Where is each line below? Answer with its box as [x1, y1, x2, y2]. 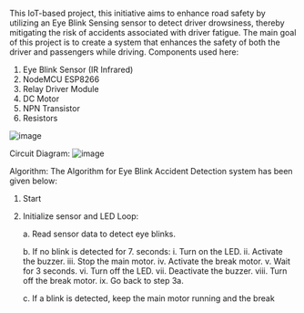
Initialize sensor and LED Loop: [22, 211, 139, 222]
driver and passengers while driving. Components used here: [9, 47, 239, 57]
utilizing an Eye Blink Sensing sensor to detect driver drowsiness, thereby [9, 17, 285, 28]
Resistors [22, 113, 58, 123]
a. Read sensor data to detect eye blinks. [22, 228, 176, 239]
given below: [9, 175, 57, 186]
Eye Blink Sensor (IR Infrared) [22, 64, 134, 75]
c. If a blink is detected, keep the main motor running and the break [22, 293, 275, 304]
